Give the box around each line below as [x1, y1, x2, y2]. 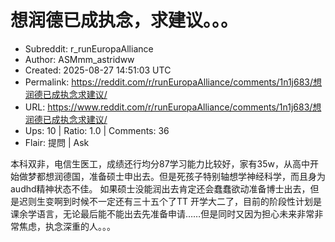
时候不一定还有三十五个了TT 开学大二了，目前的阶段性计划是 [71, 195, 323, 207]
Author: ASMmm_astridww [24, 53, 135, 65]
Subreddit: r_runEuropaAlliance [24, 42, 154, 55]
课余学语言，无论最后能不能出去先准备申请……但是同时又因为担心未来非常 [10, 207, 315, 220]
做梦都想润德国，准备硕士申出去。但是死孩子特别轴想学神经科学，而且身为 [18, 170, 326, 182]
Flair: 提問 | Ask [24, 136, 90, 148]
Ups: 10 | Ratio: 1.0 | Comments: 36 [24, 124, 170, 136]
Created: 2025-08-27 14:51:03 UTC [24, 64, 172, 76]
